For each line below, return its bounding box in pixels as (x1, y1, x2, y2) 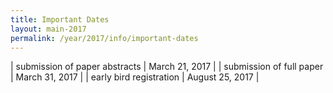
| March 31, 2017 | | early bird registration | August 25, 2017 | (10, 71, 260, 83)
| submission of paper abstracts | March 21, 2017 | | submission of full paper (10, 61, 324, 73)
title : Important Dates (10, 14, 110, 25)
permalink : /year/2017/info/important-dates (10, 33, 199, 43)
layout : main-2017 (10, 24, 87, 34)
